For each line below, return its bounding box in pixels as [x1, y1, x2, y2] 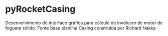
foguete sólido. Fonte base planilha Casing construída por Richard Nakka [5, 25, 156, 31]
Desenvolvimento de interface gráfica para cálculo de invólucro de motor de [5, 20, 163, 26]
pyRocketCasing [5, 3, 76, 15]
